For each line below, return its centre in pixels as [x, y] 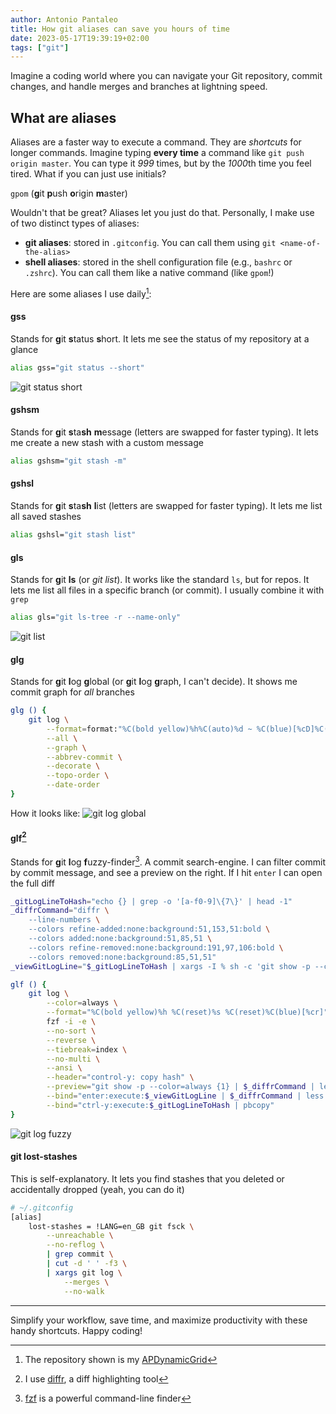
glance [24, 349]
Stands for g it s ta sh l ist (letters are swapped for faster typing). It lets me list [166, 506]
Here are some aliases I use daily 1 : [81, 293]
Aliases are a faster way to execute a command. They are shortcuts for [156, 142]
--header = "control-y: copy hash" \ [120, 1077]
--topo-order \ [78, 776]
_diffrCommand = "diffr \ [60, 911]
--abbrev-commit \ [84, 757]
